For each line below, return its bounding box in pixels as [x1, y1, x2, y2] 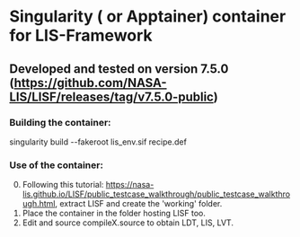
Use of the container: [9, 159, 103, 171]
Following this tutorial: [22, 180, 104, 190]
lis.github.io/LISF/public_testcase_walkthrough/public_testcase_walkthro [22, 189, 290, 199]
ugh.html [22, 198, 56, 209]
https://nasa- [105, 180, 154, 190]
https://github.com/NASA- [13, 75, 168, 91]
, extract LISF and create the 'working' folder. [55, 198, 223, 209]
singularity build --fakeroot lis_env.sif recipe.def [9, 136, 187, 147]
